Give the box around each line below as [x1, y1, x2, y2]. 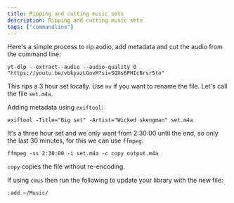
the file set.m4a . [7, 89, 53, 98]
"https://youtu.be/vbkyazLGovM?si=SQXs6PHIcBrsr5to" [7, 70, 165, 77]
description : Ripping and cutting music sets [7, 17, 143, 24]
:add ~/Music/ [7, 190, 49, 197]
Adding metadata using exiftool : [7, 103, 103, 112]
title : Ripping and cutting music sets [7, 10, 124, 18]
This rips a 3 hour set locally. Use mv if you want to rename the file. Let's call [7, 82, 228, 91]
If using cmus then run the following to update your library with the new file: [7, 176, 223, 185]
